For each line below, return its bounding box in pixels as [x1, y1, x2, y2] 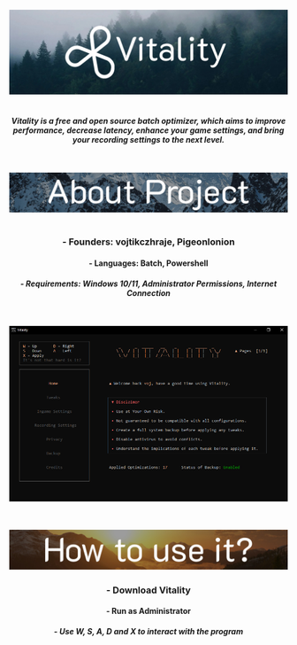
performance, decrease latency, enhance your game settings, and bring [12, 125, 285, 136]
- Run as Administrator [105, 606, 192, 617]
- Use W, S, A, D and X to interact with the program [53, 626, 244, 636]
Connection [126, 287, 171, 298]
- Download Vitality [105, 584, 192, 596]
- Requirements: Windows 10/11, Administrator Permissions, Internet [19, 278, 278, 289]
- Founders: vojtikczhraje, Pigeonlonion [61, 236, 236, 248]
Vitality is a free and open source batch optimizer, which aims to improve [11, 116, 286, 127]
